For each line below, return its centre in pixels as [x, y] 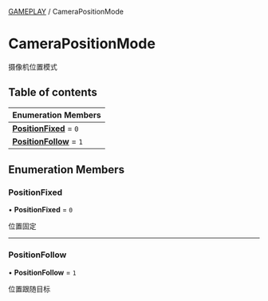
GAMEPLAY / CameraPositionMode [66, 12]
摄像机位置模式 [33, 66]
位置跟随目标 [29, 289]
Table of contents [53, 92]
